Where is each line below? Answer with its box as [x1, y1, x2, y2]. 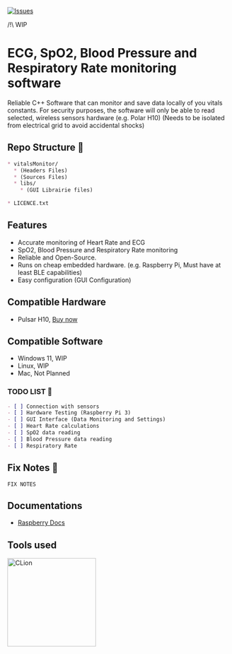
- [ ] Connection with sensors [7, 403, 100, 410]
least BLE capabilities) [17, 268, 83, 276]
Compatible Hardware [7, 296, 106, 308]
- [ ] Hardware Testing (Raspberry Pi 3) [7, 409, 132, 416]
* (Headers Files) [13, 167, 69, 174]
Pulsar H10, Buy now [17, 315, 78, 323]
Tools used [7, 539, 57, 551]
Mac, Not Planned [17, 369, 71, 378]
